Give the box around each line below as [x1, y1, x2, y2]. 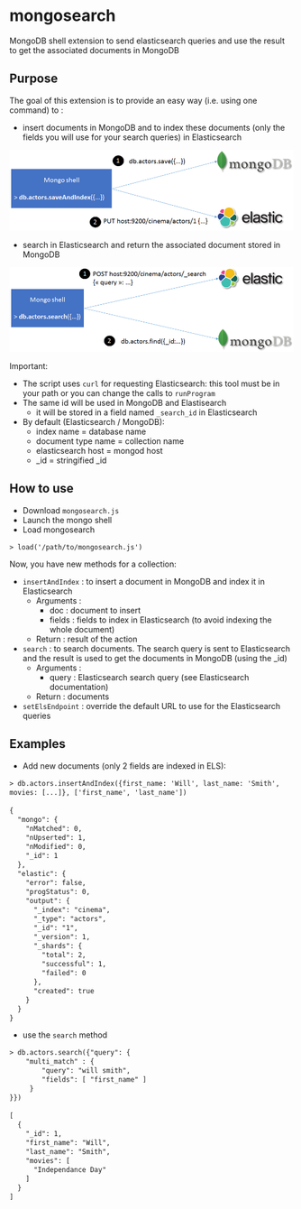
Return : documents [35, 691, 110, 702]
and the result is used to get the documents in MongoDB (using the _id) [22, 652, 288, 663]
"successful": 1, [41, 959, 106, 968]
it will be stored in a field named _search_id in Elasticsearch [35, 407, 258, 418]
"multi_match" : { [25, 1057, 95, 1066]
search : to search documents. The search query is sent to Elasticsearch [22, 642, 291, 654]
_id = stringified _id [35, 455, 107, 466]
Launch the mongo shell [22, 514, 113, 525]
